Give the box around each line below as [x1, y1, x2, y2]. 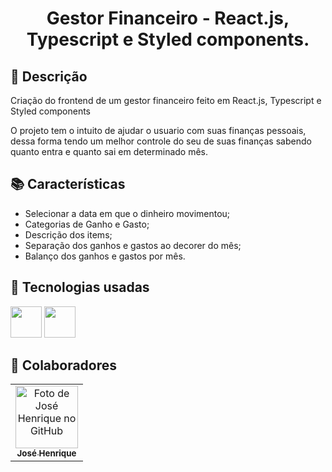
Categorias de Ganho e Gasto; [24, 218, 150, 230]
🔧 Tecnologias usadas [10, 279, 150, 296]
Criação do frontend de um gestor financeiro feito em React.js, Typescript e [10, 95, 322, 106]
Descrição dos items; [24, 228, 113, 241]
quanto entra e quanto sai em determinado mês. [10, 146, 209, 157]
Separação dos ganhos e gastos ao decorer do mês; [24, 239, 242, 251]
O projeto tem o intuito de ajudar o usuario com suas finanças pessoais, [10, 125, 307, 136]
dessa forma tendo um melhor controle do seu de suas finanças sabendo [10, 135, 312, 147]
